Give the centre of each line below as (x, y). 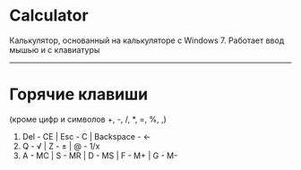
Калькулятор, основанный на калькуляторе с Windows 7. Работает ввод (147, 40)
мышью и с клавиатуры (55, 49)
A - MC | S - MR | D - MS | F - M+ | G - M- (100, 155)
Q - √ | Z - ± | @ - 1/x (61, 146)
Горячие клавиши (79, 94)
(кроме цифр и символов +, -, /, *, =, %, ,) (88, 119)
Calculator (49, 16)
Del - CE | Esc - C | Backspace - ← (86, 136)
